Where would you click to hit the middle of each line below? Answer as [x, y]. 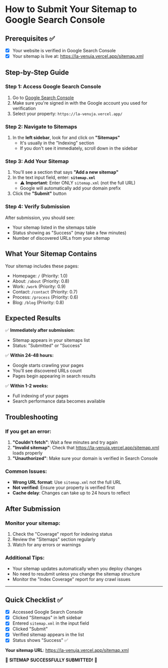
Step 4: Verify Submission [37, 207]
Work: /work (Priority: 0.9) [39, 286]
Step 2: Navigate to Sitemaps [41, 127]
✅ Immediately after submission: [40, 330]
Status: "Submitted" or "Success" [47, 346]
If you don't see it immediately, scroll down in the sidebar [79, 148]
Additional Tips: [25, 557]
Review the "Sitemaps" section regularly [54, 539]
